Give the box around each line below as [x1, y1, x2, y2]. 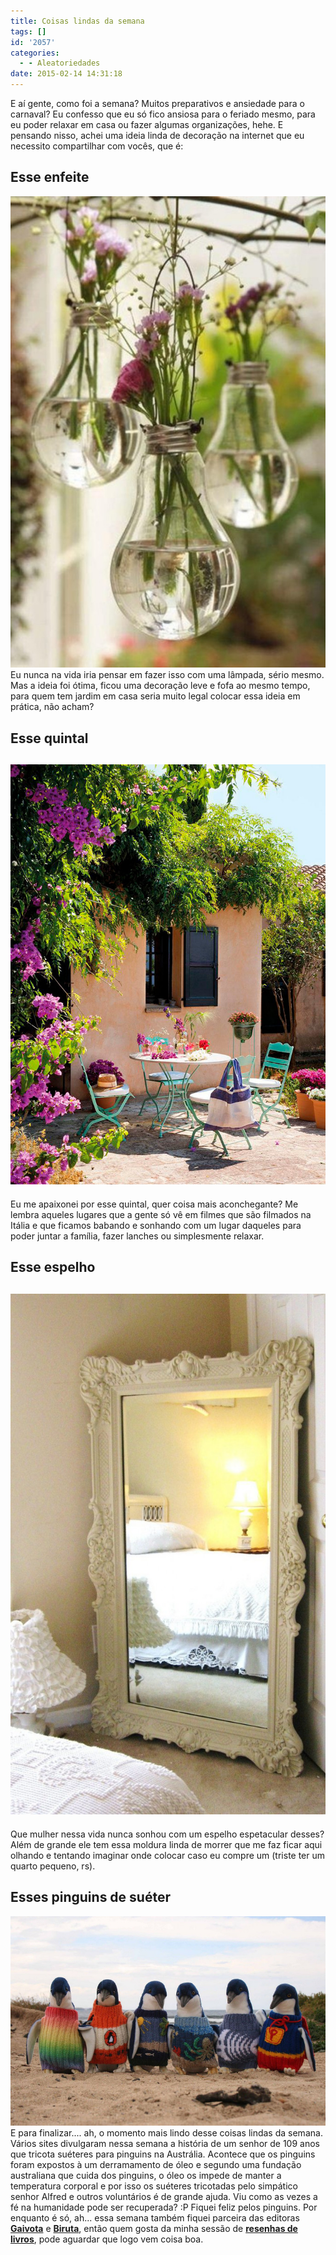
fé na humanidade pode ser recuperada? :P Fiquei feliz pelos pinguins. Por [10, 2201, 318, 2214]
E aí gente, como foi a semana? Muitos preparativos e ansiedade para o [10, 98, 305, 109]
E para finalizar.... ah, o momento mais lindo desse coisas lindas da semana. [10, 2127, 323, 2139]
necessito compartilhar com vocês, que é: [10, 140, 184, 152]
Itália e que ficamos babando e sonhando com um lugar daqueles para [10, 1219, 302, 1231]
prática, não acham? [10, 701, 95, 713]
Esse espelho [10, 1259, 96, 1276]
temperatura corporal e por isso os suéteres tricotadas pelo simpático [10, 2180, 298, 2192]
